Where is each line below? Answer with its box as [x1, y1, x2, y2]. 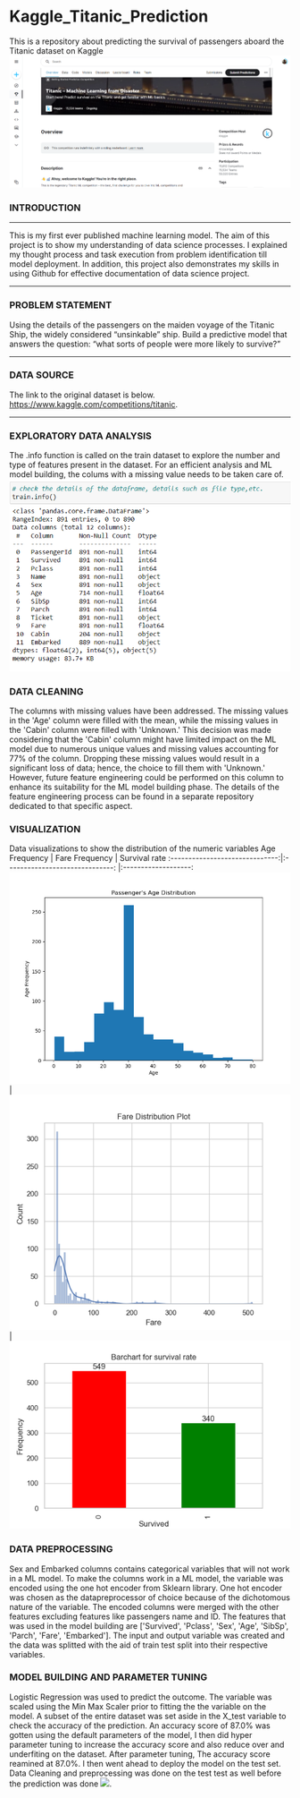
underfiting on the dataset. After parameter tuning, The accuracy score [9, 1748, 271, 1760]
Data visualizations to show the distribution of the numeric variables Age [9, 843, 276, 854]
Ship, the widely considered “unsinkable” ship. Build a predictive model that [9, 328, 287, 339]
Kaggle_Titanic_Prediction [9, 6, 209, 27]
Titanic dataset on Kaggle [9, 45, 104, 55]
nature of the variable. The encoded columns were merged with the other [9, 1601, 279, 1612]
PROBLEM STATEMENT [9, 299, 112, 311]
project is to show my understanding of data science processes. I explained [9, 240, 287, 251]
